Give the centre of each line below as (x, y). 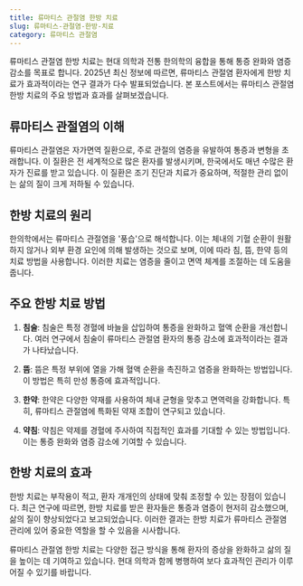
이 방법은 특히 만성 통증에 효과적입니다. (91, 380)
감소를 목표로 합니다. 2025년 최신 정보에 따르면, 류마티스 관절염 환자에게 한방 (146, 72)
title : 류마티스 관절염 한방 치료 (64, 18)
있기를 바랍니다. (64, 572)
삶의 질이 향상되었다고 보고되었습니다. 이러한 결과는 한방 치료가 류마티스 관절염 (148, 519)
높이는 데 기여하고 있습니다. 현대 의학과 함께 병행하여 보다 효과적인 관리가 (148, 561)
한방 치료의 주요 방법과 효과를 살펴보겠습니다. (89, 95)
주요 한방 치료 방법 (57, 304)
